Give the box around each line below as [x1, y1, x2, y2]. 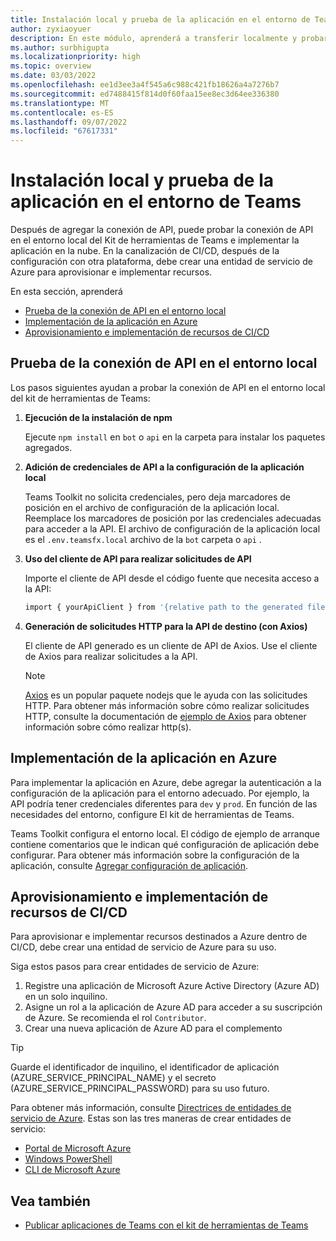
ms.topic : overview [10, 61, 92, 71]
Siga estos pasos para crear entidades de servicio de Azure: [10, 961, 260, 973]
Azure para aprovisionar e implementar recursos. [10, 266, 213, 278]
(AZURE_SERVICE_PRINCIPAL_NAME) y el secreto [10, 1072, 217, 1084]
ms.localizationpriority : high [10, 52, 141, 62]
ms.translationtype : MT [10, 98, 110, 108]
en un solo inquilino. [24, 991, 108, 1003]
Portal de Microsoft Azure [24, 1142, 132, 1155]
